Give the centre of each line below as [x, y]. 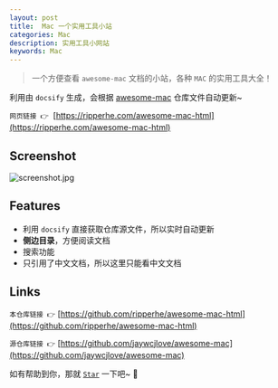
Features [35, 206]
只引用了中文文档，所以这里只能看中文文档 [102, 262]
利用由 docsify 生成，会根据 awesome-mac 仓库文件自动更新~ [126, 98]
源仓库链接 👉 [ [35, 343]
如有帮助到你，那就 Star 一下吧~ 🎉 [74, 374]
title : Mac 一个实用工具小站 [61, 26]
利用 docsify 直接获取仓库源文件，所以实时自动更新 [118, 229]
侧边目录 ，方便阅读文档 [66, 240]
